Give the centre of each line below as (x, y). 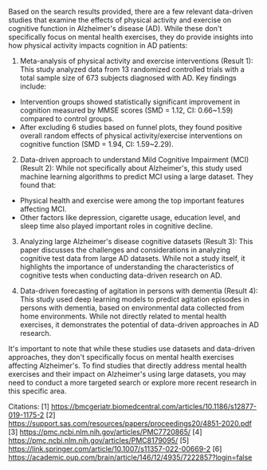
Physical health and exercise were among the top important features (132, 200)
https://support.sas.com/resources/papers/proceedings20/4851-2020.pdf (130, 423)
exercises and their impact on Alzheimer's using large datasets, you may (128, 374)
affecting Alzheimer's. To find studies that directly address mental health (128, 365)
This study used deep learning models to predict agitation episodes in (134, 299)
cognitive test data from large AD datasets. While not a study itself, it (132, 258)
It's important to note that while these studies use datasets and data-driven (132, 349)
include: (33, 86)
